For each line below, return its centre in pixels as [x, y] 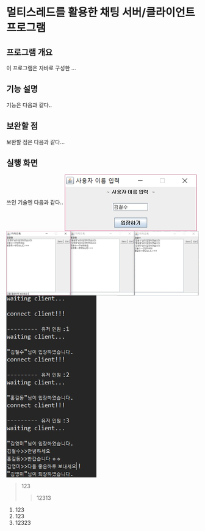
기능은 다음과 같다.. [29, 105]
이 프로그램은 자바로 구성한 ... [41, 68]
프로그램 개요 [30, 52]
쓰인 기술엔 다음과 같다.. [35, 203]
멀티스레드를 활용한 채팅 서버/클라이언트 [101, 13]
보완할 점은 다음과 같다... [36, 142]
